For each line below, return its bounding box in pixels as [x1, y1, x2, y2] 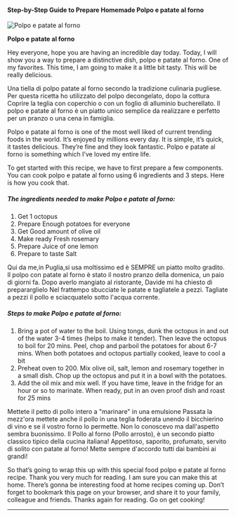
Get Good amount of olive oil [17, 227, 100, 236]
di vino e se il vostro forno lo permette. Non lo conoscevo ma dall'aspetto [7, 422, 220, 431]
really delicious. [7, 71, 53, 79]
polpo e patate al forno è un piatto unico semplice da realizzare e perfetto [7, 107, 221, 115]
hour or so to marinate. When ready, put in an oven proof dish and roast [17, 387, 225, 395]
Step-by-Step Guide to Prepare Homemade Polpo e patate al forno [7, 6, 204, 14]
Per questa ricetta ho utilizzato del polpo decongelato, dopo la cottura [7, 92, 210, 100]
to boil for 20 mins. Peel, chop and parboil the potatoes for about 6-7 [17, 342, 217, 350]
